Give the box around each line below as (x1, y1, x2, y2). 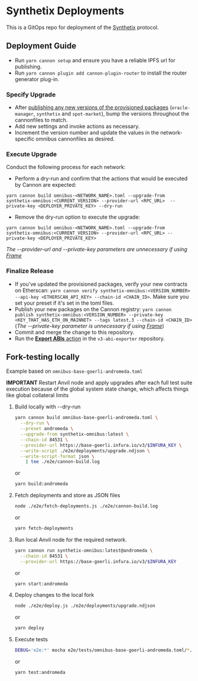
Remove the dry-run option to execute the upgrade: (14, 213, 141, 220)
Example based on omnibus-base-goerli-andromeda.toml (6, 367, 143, 375)
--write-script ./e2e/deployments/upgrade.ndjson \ (20, 447, 150, 454)
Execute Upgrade (6, 150, 57, 158)
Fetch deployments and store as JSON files (14, 492, 121, 499)
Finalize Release (6, 267, 54, 275)
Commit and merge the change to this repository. (14, 328, 135, 335)
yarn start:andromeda (14, 581, 68, 587)
